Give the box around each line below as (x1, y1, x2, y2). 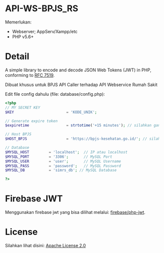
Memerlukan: (5, 19, 32, 25)
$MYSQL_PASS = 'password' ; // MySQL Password (5, 163, 121, 169)
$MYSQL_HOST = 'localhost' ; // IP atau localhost (5, 149, 128, 154)
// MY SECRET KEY (5, 105, 41, 110)
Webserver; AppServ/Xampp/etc (12, 28, 78, 34)
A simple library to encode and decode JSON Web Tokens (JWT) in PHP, (5, 67, 151, 73)
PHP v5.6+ (12, 34, 34, 40)
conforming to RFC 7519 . (5, 72, 55, 78)
